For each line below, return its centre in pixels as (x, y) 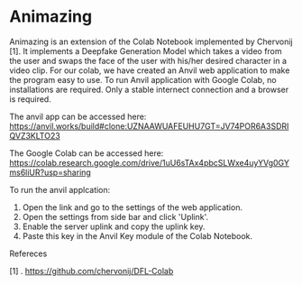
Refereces (28, 253)
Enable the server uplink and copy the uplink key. (114, 226)
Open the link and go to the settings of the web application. (133, 207)
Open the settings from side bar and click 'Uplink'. (115, 216)
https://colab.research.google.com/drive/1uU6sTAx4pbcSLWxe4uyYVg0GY (150, 162)
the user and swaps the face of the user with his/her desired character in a (148, 60)
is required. (30, 99)
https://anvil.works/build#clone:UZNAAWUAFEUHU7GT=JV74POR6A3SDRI (149, 126)
